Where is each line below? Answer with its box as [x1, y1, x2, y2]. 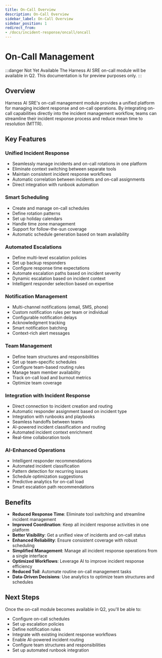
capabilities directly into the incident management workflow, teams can [13, 110, 157, 116]
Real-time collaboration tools [12, 434, 70, 440]
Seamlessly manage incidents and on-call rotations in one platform [12, 161, 147, 167]
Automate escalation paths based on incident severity [12, 271, 121, 276]
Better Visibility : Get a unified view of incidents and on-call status [12, 532, 146, 538]
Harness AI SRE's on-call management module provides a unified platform [5, 100, 155, 106]
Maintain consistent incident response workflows [12, 171, 112, 177]
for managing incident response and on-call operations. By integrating [5, 105, 147, 111]
